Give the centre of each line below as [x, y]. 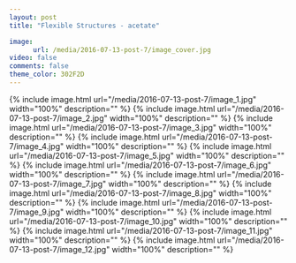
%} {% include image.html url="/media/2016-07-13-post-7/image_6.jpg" [140, 165]
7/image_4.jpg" [37, 146]
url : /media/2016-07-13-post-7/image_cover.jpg [122, 49]
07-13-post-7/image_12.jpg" [60, 249]
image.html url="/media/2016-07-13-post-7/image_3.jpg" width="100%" [140, 127]
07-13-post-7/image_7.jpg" [58, 184]
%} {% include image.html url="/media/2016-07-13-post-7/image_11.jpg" [141, 230]
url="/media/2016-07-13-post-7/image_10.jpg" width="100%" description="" [148, 221]
